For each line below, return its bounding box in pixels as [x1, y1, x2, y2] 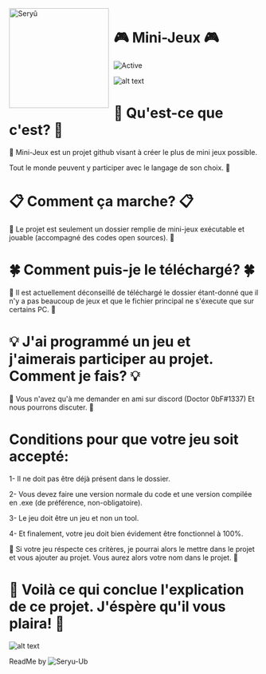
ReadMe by [9, 656, 47, 666]
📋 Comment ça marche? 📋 [9, 192, 194, 211]
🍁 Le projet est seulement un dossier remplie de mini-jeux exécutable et [9, 224, 245, 234]
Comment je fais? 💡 [9, 367, 140, 385]
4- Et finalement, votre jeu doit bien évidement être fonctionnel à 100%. [9, 529, 244, 538]
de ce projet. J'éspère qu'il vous [9, 597, 226, 616]
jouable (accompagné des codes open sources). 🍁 [9, 232, 174, 242]
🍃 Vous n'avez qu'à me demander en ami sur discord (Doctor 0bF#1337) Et [9, 394, 255, 403]
